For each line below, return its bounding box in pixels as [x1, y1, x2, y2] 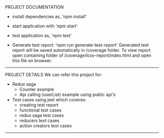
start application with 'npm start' [12, 23, 78, 29]
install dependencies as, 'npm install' [12, 14, 87, 19]
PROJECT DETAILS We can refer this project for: [5, 72, 102, 77]
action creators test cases [19, 123, 72, 129]
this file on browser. [12, 58, 52, 63]
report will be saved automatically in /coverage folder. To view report [12, 47, 151, 53]
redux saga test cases [19, 113, 64, 118]
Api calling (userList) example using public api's [19, 92, 116, 97]
